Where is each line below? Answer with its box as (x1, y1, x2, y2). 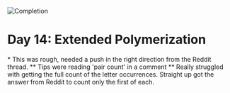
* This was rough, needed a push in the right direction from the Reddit (7, 55, 212, 63)
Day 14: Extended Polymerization (7, 32, 207, 48)
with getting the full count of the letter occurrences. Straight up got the (7, 70, 214, 78)
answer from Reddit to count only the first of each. (7, 77, 154, 86)
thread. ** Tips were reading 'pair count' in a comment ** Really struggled (7, 62, 224, 71)
